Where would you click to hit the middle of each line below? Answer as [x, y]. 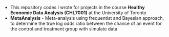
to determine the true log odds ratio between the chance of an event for [86, 23]
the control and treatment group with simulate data [64, 29]
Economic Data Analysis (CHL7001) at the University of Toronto [78, 13]
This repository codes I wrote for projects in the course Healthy [77, 7]
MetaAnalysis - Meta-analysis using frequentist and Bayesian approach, [87, 18]
